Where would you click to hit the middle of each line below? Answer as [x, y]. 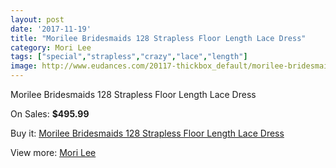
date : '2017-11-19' [51, 29]
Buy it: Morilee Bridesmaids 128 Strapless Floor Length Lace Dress [147, 133]
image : [24, 66]
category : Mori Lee [51, 47]
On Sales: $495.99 [50, 114]
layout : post [37, 19]
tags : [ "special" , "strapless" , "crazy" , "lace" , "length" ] [129, 57]
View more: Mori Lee [53, 152]
